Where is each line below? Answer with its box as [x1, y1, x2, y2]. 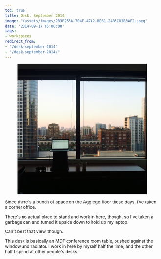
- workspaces [5, 34, 32, 39]
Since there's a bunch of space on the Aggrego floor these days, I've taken [5, 199, 157, 205]
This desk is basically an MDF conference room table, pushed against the [5, 238, 153, 244]
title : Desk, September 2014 [5, 13, 65, 18]
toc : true [5, 8, 25, 13]
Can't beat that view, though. [5, 229, 64, 234]
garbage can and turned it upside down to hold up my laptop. [5, 219, 129, 225]
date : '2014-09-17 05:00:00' [5, 24, 65, 29]
